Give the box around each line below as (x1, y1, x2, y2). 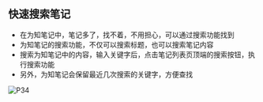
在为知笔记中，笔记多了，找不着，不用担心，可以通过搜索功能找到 (19, 30, 235, 40)
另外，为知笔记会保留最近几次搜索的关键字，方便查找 (19, 70, 193, 79)
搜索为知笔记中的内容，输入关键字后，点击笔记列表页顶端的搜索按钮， (19, 50, 249, 59)
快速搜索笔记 (8, 7, 71, 21)
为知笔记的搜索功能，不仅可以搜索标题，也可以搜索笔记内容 (19, 40, 214, 49)
